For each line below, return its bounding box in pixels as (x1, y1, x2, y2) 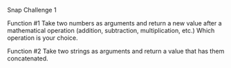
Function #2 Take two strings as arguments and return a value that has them (7, 47, 225, 55)
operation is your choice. (7, 34, 78, 42)
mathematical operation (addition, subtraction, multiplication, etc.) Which (7, 27, 215, 34)
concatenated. (7, 54, 48, 63)
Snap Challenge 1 (7, 6, 57, 14)
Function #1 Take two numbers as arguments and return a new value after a (7, 19, 223, 27)
